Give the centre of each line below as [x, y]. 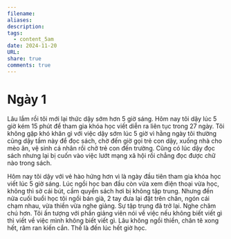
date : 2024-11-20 [32, 46]
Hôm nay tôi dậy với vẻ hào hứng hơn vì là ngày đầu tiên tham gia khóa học [114, 176]
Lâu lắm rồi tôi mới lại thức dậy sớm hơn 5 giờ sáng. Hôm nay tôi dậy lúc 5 [112, 118]
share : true [24, 59]
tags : [15, 33]
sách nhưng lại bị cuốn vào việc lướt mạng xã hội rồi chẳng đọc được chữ [111, 155]
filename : [21, 14]
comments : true [29, 65]
